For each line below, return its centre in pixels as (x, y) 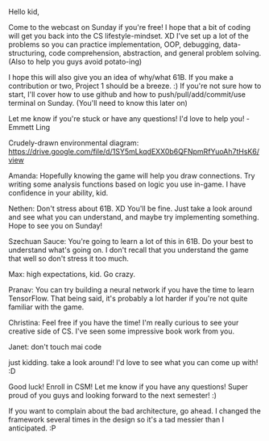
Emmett (21, 127)
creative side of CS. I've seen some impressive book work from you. (122, 331)
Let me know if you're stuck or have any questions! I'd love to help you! (126, 119)
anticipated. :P (32, 428)
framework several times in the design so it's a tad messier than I (116, 420)
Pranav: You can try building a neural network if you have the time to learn (131, 290)
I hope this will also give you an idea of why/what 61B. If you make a (121, 77)
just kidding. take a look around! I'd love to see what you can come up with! (133, 362)
